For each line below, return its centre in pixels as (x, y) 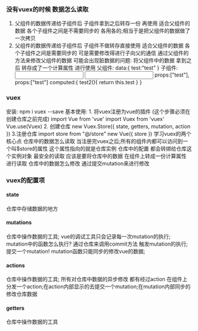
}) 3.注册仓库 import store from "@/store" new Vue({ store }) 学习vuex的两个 (99, 133)
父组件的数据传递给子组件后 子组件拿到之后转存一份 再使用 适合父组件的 (102, 23)
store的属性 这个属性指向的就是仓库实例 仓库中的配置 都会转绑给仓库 (103, 148)
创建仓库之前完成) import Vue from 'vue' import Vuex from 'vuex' (85, 119)
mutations (19, 222)
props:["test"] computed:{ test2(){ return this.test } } (78, 82)
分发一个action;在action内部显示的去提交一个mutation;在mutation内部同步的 (98, 287)
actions (16, 265)
